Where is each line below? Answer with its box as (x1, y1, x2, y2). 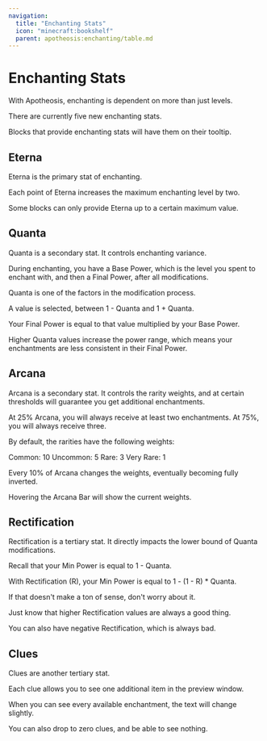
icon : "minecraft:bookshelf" (15, 27, 114, 35)
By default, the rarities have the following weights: (8, 437, 175, 446)
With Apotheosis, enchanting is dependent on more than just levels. (8, 96, 233, 106)
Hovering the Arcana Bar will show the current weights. (8, 492, 192, 501)
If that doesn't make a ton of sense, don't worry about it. (8, 592, 196, 602)
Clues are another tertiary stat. (8, 668, 111, 678)
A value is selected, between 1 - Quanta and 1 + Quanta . (8, 304, 195, 313)
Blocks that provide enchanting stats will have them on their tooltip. (8, 127, 232, 137)
